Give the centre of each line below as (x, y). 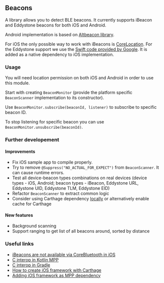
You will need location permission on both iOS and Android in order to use (79, 78)
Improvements (20, 151)
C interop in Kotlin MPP (35, 259)
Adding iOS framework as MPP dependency (56, 275)
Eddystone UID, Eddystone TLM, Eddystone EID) (61, 189)
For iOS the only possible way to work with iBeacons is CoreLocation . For (79, 44)
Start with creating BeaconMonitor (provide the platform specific (69, 93)
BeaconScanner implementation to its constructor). (54, 98)
